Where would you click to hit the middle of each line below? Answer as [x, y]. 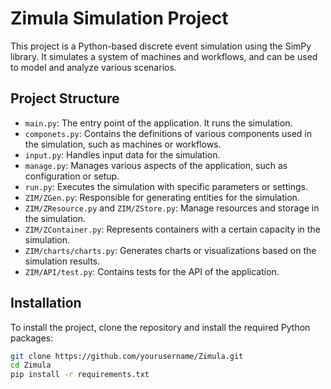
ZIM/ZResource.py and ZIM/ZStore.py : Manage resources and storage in [172, 208]
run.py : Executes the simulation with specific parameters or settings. [166, 186]
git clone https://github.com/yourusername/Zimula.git [127, 356]
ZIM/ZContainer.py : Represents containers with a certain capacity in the [172, 229]
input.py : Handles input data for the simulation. [122, 154]
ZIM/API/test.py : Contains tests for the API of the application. [152, 271]
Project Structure [65, 98]
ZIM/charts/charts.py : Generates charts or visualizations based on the [170, 250]
